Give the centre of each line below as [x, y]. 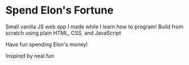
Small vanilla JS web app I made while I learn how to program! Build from [94, 27]
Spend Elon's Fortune [60, 10]
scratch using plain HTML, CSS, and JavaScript [63, 32]
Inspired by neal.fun [30, 56]
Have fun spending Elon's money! [47, 44]
